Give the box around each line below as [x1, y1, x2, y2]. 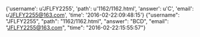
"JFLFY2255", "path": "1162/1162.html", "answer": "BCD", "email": [5, 18, 169, 24]
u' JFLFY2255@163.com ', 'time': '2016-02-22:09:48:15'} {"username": [5, 11, 180, 18]
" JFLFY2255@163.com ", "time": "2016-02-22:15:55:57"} [5, 24, 146, 31]
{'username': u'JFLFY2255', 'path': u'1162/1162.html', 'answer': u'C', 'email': [5, 5, 194, 12]
